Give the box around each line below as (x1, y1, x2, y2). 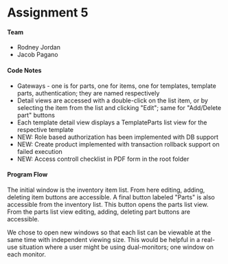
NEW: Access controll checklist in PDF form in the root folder (16, 155, 190, 163)
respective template (16, 125, 74, 133)
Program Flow (7, 170, 48, 179)
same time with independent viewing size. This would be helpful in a (7, 235, 201, 243)
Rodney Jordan (16, 43, 60, 52)
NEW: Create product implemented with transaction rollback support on (16, 140, 220, 148)
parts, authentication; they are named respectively (16, 89, 160, 97)
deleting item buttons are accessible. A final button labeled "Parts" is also (7, 192, 215, 201)
